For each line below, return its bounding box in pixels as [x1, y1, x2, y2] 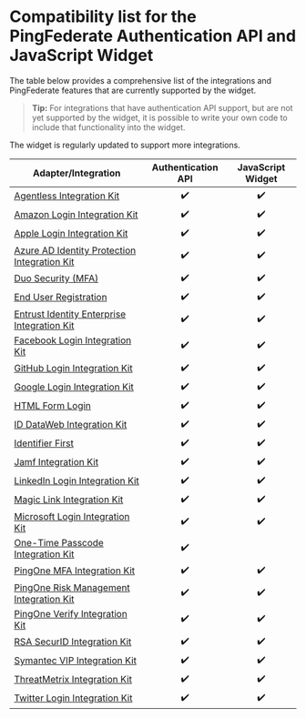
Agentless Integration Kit [14, 189, 120, 202]
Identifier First [14, 437, 75, 450]
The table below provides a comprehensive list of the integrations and [9, 75, 271, 86]
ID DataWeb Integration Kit [14, 419, 127, 431]
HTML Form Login [14, 399, 91, 412]
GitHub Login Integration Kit [14, 362, 134, 375]
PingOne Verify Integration [14, 607, 127, 620]
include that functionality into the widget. [31, 121, 186, 133]
